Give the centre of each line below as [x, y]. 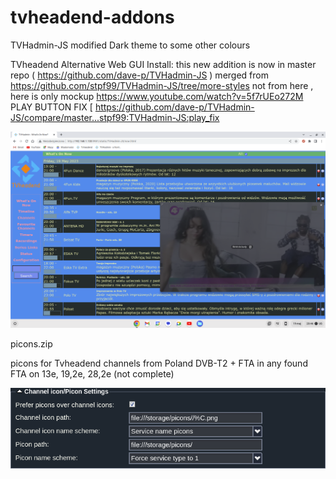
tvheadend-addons [92, 17]
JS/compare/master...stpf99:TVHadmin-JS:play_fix [115, 117]
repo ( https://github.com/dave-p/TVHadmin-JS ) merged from [139, 75]
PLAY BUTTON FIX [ [51, 107]
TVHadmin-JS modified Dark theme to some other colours [130, 45]
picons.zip [31, 344]
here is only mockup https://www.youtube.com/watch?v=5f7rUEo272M [157, 96]
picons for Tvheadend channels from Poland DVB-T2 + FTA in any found [159, 363]
